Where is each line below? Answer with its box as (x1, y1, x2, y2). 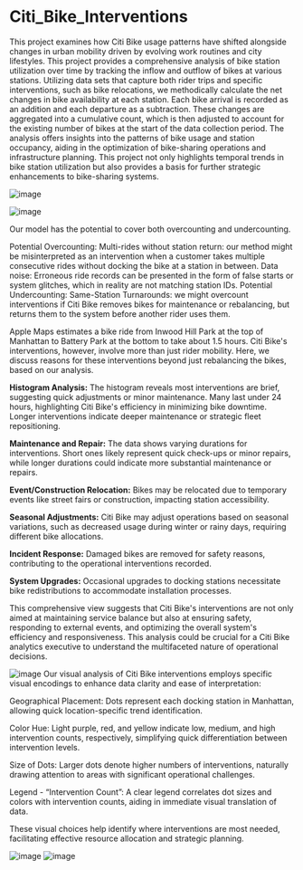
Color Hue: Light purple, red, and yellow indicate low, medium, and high (9, 722, 276, 733)
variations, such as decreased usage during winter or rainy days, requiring (9, 521, 287, 531)
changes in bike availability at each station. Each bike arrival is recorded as (9, 93, 289, 105)
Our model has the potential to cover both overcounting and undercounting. (9, 224, 291, 234)
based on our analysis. (9, 364, 94, 375)
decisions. (9, 650, 48, 662)
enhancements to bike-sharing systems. (9, 170, 160, 182)
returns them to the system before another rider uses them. (9, 308, 231, 319)
